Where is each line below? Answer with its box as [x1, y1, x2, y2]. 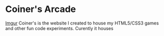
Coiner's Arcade [5, 3, 76, 15]
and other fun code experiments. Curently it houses [5, 25, 114, 31]
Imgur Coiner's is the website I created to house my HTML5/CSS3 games [5, 20, 159, 26]
